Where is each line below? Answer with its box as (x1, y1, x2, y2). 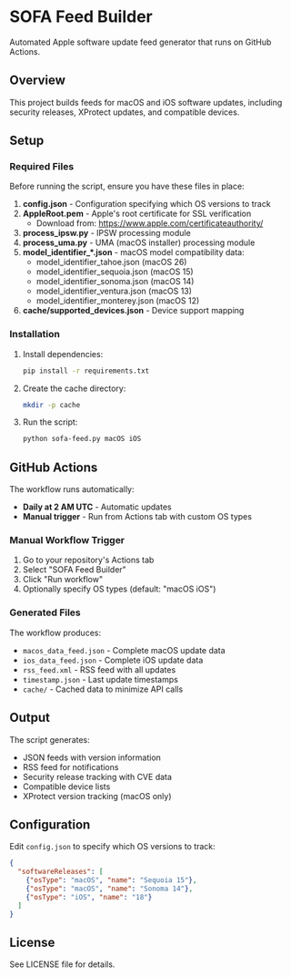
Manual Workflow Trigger (9, 534, 125, 547)
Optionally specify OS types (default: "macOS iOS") (22, 583, 216, 594)
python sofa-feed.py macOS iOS (22, 435, 142, 444)
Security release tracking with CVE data (22, 771, 173, 782)
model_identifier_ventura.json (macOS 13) (35, 285, 193, 297)
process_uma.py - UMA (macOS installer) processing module (22, 237, 256, 248)
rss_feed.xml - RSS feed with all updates (22, 663, 176, 675)
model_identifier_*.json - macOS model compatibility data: (22, 247, 245, 258)
